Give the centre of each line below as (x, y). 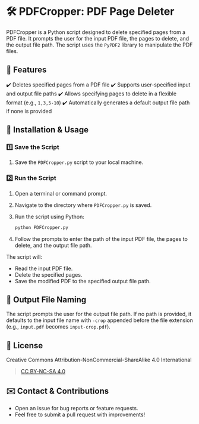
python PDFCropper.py (41, 227)
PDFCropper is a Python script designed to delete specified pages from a (96, 32)
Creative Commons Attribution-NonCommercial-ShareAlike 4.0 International (99, 360)
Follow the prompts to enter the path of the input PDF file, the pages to (101, 239)
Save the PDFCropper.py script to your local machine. (79, 162)
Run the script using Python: (49, 216)
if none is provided (29, 111)
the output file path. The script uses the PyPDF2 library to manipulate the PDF (99, 45)
